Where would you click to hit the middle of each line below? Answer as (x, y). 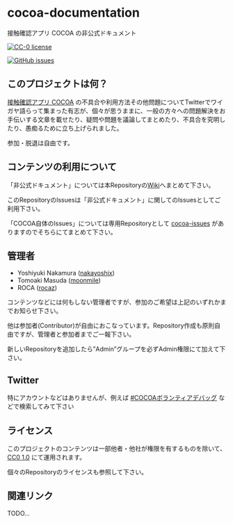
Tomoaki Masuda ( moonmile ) (59, 280)
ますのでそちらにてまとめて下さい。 (65, 232)
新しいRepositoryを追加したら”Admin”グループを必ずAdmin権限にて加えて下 (116, 349)
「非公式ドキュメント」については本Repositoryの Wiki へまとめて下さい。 (111, 185)
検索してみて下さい (47, 407)
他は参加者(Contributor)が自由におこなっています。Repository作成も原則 (111, 325)
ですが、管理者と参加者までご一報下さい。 (74, 335)
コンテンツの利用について (62, 167)
